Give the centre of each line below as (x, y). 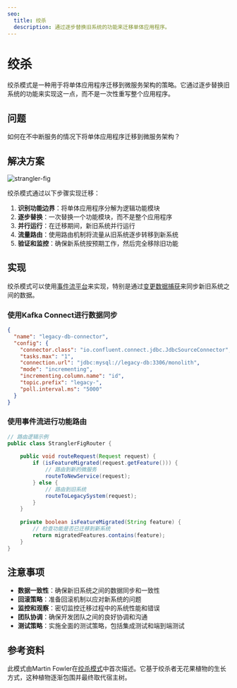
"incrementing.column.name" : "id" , (72, 376)
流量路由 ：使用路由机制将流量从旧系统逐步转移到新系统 (98, 235)
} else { (45, 482)
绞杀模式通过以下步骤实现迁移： (54, 193)
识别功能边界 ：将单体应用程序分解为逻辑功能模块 (89, 208)
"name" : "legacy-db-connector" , (61, 336)
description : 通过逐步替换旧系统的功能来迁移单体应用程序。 (92, 27)
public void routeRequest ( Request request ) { (88, 456)
